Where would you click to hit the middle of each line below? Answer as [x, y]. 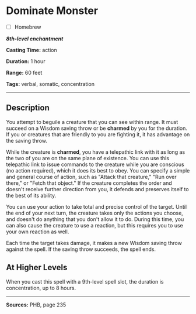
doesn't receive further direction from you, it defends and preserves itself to [97, 189]
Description [28, 108]
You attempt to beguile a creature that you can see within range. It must [92, 122]
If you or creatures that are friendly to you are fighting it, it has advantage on [98, 134]
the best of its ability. [31, 195]
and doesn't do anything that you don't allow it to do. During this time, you [95, 219]
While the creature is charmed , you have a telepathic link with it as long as [96, 152]
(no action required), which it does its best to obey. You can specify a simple [98, 170]
